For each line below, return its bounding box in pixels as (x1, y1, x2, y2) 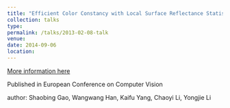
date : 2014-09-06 (7, 42, 57, 49)
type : (7, 23, 23, 29)
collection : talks (7, 16, 60, 23)
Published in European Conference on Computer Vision (7, 80, 163, 88)
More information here (7, 66, 71, 75)
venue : (7, 36, 26, 42)
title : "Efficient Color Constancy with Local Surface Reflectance (7, 10, 204, 17)
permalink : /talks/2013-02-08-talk (7, 29, 109, 36)
